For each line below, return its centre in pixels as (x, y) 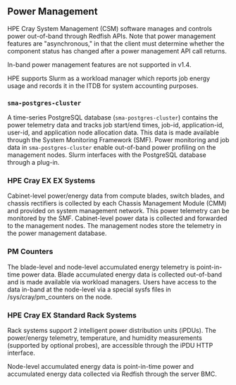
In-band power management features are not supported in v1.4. (99, 64)
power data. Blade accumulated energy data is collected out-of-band (122, 274)
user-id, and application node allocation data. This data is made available (113, 132)
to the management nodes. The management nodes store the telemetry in (114, 226)
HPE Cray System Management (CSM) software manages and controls (110, 28)
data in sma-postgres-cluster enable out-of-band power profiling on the (112, 148)
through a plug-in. (33, 163)
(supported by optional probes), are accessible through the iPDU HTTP (110, 345)
